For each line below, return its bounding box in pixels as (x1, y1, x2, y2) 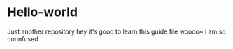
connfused (7, 34, 38, 43)
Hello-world (7, 4, 78, 20)
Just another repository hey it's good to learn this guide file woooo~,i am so (7, 27, 226, 36)
